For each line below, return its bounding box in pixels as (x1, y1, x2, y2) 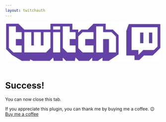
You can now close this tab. (5, 96, 62, 102)
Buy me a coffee (5, 111, 39, 117)
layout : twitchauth (5, 8, 46, 13)
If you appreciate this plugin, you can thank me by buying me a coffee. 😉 (5, 106, 155, 112)
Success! (5, 80, 45, 91)
